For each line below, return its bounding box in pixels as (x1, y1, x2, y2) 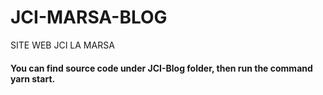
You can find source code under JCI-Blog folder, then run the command (10, 62, 313, 74)
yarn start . (10, 72, 56, 85)
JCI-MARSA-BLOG (10, 6, 168, 29)
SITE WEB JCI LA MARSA (10, 39, 115, 51)
